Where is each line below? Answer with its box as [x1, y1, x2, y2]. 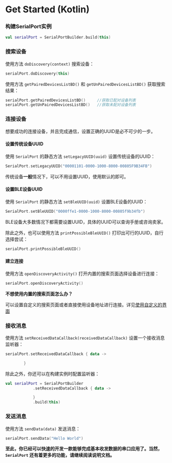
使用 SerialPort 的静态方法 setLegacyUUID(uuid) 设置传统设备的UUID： [5, 153, 156, 159]
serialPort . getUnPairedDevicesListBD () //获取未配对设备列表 [5, 102, 136, 107]
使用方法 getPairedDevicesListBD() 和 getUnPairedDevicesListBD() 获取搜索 [5, 81, 165, 87]
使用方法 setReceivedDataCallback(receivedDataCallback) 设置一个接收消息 [5, 335, 165, 341]
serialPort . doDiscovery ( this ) [5, 71, 70, 76]
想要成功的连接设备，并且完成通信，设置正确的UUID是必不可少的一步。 [5, 128, 156, 134]
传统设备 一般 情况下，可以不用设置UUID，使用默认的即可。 [5, 173, 129, 179]
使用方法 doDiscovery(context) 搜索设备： [5, 61, 95, 67]
